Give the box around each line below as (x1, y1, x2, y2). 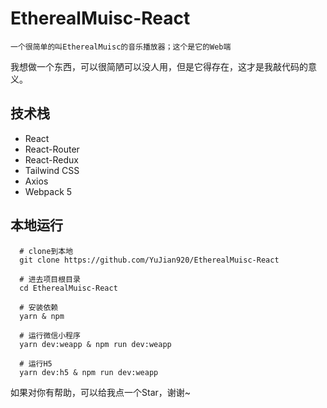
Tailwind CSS (24, 164, 80, 176)
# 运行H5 (19, 358, 53, 369)
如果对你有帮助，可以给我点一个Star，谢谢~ (10, 386, 192, 398)
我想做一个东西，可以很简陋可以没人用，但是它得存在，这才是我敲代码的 (10, 60, 308, 72)
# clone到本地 (19, 246, 74, 256)
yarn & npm (19, 311, 65, 321)
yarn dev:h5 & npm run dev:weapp (19, 367, 159, 377)
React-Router (24, 143, 80, 155)
